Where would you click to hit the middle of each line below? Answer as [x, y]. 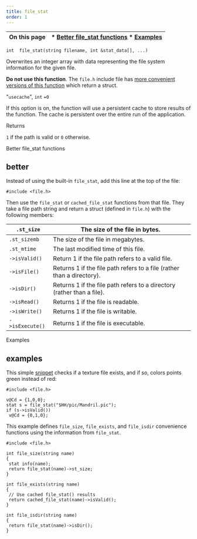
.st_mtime [23, 249]
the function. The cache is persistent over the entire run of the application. [96, 114]
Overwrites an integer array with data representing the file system [86, 61]
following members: [30, 215]
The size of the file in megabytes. [99, 240]
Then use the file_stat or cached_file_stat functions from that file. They [95, 203]
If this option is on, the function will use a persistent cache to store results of [98, 108]
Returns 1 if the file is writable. [95, 312]
